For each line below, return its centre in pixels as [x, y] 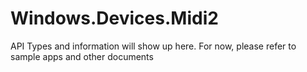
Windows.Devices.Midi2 [114, 18]
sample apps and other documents [82, 56]
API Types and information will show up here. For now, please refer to [153, 46]
